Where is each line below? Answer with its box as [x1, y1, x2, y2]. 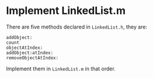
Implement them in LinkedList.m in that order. [6, 65, 116, 72]
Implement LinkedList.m [6, 4, 126, 17]
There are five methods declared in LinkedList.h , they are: [6, 23, 148, 30]
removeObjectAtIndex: [6, 55, 59, 61]
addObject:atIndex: [6, 49, 54, 56]
